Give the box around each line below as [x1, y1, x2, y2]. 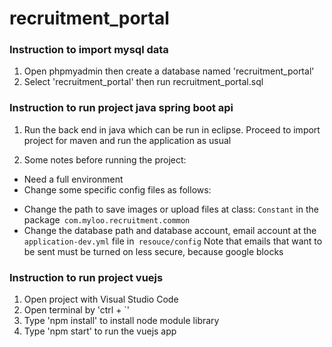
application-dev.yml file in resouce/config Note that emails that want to [23, 235, 323, 247]
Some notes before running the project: [23, 153, 187, 166]
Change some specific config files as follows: [23, 183, 212, 196]
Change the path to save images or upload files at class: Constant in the [23, 203, 319, 215]
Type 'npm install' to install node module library [23, 315, 220, 327]
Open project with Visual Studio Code [23, 293, 179, 306]
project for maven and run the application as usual [23, 134, 232, 146]
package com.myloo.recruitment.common [23, 213, 191, 226]
